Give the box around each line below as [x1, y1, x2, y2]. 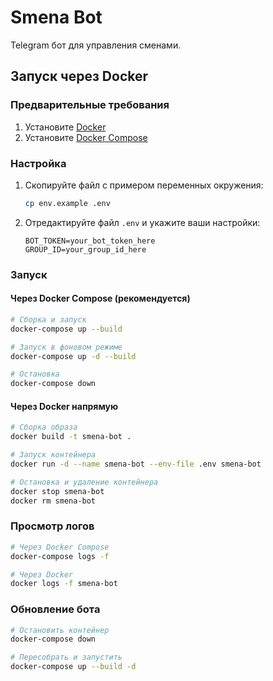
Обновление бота [10, 602, 101, 616]
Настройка [10, 156, 67, 170]
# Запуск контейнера [10, 450, 97, 460]
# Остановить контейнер [10, 625, 110, 635]
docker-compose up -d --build [10, 351, 137, 361]
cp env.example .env [24, 198, 111, 208]
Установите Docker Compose [24, 131, 148, 143]
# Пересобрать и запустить [10, 652, 123, 663]
